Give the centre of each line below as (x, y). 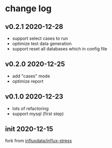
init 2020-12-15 (29, 129)
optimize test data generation (42, 44)
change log (28, 9)
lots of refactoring (30, 108)
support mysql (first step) (38, 114)
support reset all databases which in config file (60, 49)
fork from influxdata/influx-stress (39, 141)
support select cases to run (40, 38)
